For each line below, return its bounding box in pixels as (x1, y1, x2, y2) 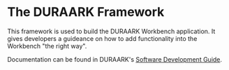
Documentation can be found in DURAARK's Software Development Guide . (7, 55, 222, 63)
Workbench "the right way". (7, 42, 87, 50)
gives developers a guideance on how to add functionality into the (7, 34, 198, 42)
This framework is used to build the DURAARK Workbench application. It (7, 27, 216, 35)
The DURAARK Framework (7, 4, 165, 20)
